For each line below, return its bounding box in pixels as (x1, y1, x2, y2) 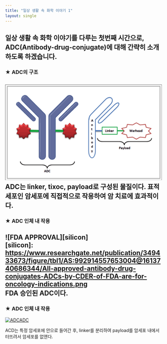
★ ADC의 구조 (5, 68, 39, 75)
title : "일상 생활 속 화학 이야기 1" (5, 8, 73, 13)
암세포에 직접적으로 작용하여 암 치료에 (24, 192, 133, 200)
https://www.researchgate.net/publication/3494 (5, 249, 161, 257)
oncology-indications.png (5, 280, 88, 289)
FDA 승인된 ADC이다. (5, 289, 69, 298)
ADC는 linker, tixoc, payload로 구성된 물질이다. (5, 182, 146, 191)
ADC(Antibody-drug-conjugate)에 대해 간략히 (5, 43, 146, 51)
